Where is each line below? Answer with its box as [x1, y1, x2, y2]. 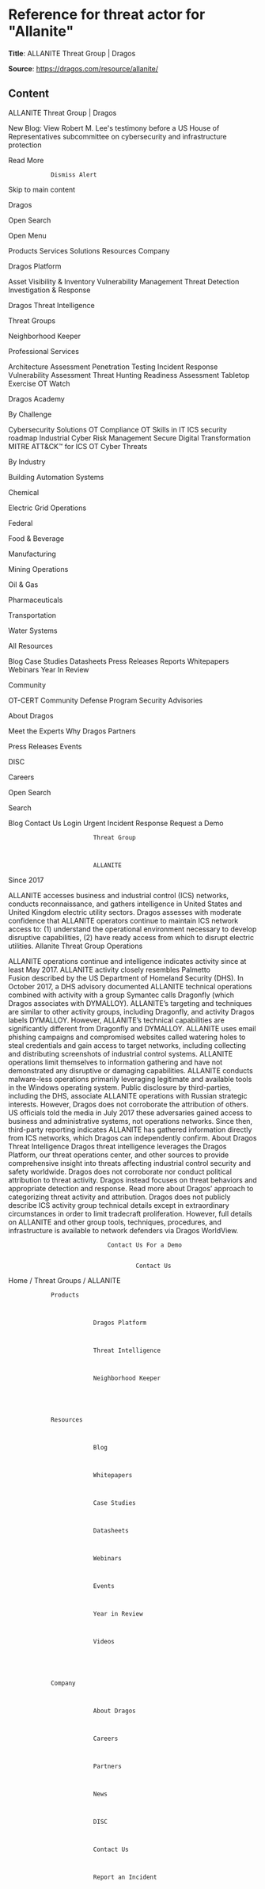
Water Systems [8, 626, 58, 635]
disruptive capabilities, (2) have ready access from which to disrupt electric [8, 932, 255, 942]
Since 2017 [8, 875, 44, 885]
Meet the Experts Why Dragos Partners [8, 726, 136, 736]
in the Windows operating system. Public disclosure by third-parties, [8, 1083, 232, 1092]
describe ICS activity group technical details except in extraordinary [8, 1200, 229, 1209]
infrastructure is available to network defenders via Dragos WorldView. [8, 1225, 239, 1235]
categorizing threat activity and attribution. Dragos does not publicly [8, 1192, 231, 1202]
